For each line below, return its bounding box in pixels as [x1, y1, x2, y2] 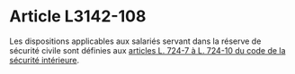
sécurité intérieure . [9, 54, 79, 65]
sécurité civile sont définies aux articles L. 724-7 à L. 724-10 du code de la [9, 45, 286, 55]
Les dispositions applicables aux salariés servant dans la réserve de [9, 36, 262, 46]
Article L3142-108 [9, 6, 147, 27]
